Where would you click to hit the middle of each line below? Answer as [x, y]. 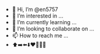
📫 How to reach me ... [40, 35]
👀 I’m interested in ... [38, 16]
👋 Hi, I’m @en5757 [35, 9]
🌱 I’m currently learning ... [44, 22]
